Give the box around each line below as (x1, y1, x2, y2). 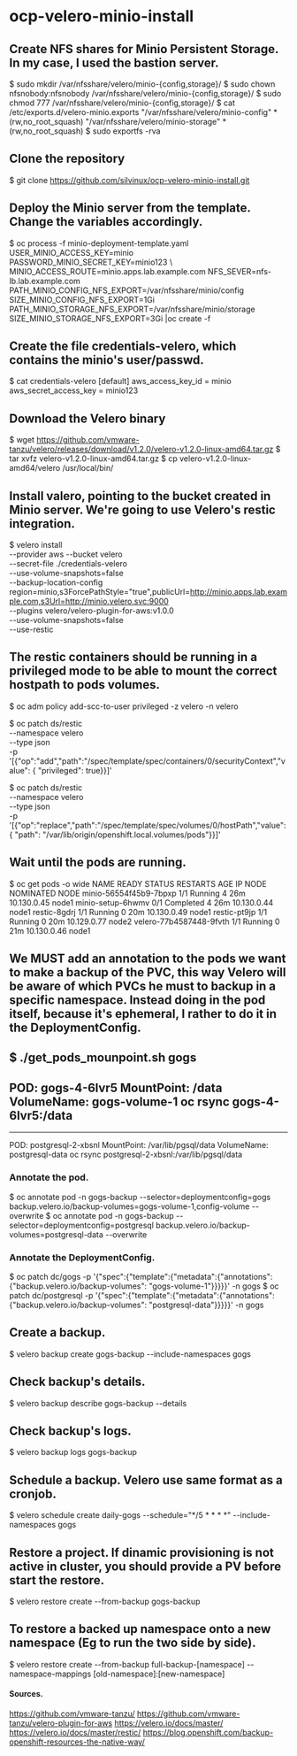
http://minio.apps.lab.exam (189, 587, 287, 597)
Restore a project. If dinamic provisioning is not (9, 1544, 274, 1560)
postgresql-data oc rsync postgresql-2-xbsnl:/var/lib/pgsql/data (9, 1149, 243, 1160)
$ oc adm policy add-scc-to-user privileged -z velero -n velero (9, 701, 239, 712)
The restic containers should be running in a (9, 650, 258, 665)
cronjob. (9, 1486, 57, 1501)
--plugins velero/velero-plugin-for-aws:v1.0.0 (9, 605, 174, 616)
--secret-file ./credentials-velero (9, 558, 128, 569)
